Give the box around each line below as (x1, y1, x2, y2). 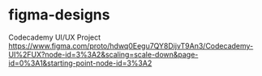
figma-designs (8, 6, 110, 24)
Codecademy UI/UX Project (8, 32, 101, 42)
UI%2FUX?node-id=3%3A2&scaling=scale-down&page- (8, 49, 199, 59)
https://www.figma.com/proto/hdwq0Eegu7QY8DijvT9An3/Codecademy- (8, 40, 254, 50)
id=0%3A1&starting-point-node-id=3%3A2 (8, 58, 152, 68)
